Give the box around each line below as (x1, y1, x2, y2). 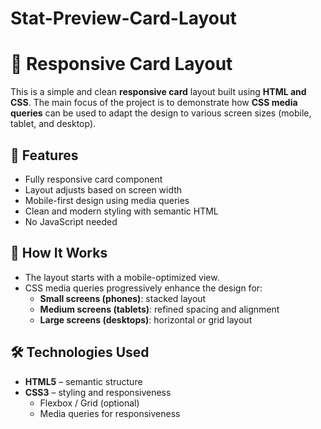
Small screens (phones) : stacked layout (39, 292, 207, 304)
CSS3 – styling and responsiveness (24, 386, 172, 398)
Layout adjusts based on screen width (24, 183, 183, 196)
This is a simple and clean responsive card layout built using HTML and (10, 86, 307, 98)
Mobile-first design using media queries (24, 194, 190, 206)
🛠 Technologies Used (10, 344, 150, 361)
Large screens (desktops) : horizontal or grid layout (39, 313, 253, 326)
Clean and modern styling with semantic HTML (24, 205, 219, 217)
